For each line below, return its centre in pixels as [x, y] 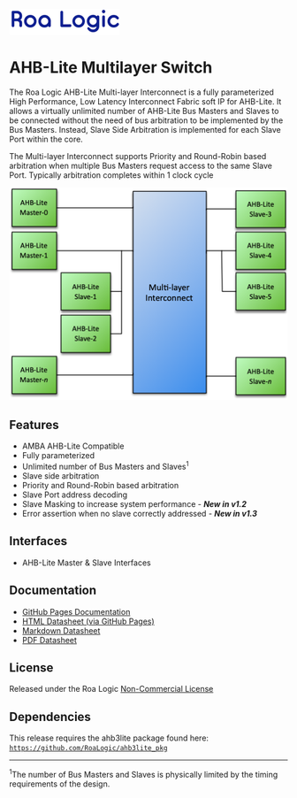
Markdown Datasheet [61, 630]
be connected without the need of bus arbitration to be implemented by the [146, 120]
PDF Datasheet [49, 640]
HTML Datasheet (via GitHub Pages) [88, 621]
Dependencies [50, 717]
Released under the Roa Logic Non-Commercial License [111, 689]
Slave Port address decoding [75, 495]
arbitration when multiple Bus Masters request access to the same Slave [141, 165]
